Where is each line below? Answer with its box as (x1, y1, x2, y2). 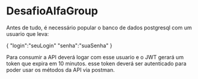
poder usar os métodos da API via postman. (6, 66, 116, 73)
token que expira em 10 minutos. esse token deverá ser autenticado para (6, 60, 187, 67)
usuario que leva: (6, 30, 49, 37)
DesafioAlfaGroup (6, 4, 98, 18)
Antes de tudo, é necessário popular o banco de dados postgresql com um (6, 24, 192, 31)
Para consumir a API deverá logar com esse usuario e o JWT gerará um (6, 53, 184, 60)
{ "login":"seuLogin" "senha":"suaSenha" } (6, 42, 113, 49)
